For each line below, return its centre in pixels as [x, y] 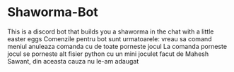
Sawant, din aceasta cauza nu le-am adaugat [73, 61]
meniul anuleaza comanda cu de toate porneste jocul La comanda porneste [117, 46]
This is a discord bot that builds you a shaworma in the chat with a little [111, 31]
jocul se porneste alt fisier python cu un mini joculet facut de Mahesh [108, 54]
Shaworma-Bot [53, 12]
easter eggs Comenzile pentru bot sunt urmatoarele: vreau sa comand [110, 38]
